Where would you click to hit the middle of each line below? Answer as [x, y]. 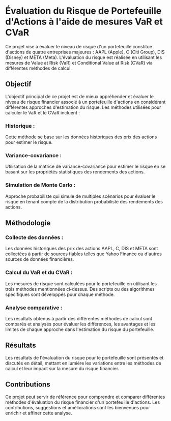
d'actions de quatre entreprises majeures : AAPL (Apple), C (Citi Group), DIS [85, 52]
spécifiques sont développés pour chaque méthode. [60, 294]
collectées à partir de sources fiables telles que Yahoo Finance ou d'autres [83, 254]
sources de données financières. [40, 259]
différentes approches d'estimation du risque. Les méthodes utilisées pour [83, 107]
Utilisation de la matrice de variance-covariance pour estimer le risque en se [85, 167]
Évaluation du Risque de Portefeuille [83, 11]
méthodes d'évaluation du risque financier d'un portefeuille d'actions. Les [83, 402]
